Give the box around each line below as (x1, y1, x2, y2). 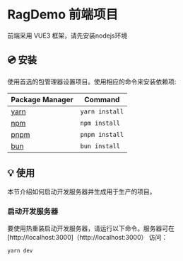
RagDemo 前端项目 (7, 6, 119, 23)
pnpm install (80, 130, 124, 138)
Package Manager (11, 94, 73, 104)
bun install (80, 142, 121, 150)
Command (84, 94, 120, 104)
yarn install (80, 107, 124, 116)
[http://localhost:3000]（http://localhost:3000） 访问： (7, 233, 168, 241)
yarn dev (7, 247, 33, 254)
